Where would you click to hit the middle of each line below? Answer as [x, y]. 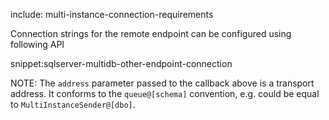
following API [37, 44]
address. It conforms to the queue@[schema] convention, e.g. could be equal [165, 93]
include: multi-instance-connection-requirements [112, 14]
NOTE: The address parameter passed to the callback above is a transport [162, 83]
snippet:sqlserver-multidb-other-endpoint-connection [121, 63]
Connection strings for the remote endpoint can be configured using [151, 33]
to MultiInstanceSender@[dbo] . [73, 104]
